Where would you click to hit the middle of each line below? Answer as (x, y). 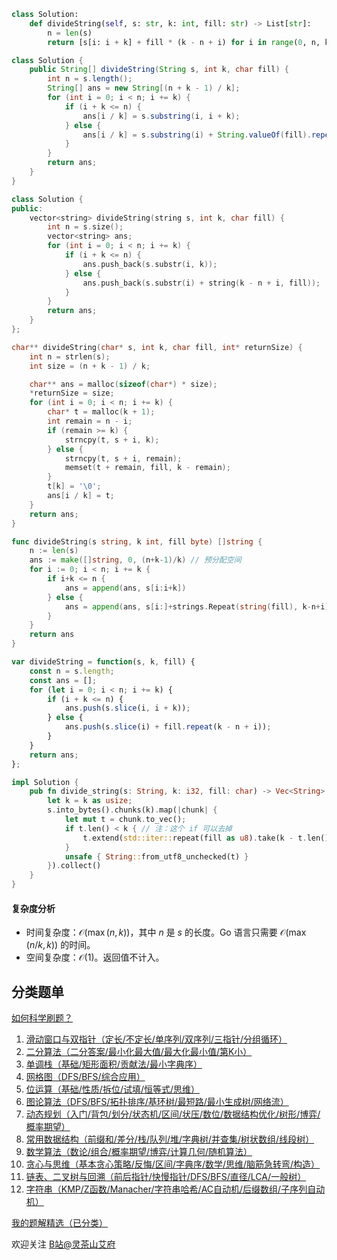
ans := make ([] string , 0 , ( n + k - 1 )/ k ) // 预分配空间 (135, 560)
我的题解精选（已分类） (59, 1223)
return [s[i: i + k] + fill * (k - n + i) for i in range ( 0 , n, (184, 42)
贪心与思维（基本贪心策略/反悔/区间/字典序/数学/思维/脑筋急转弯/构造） (173, 1164)
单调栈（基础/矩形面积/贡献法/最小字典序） (114, 1064)
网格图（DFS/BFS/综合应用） (85, 1077)
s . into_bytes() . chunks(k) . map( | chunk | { (132, 810)
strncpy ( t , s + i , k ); (112, 440)
